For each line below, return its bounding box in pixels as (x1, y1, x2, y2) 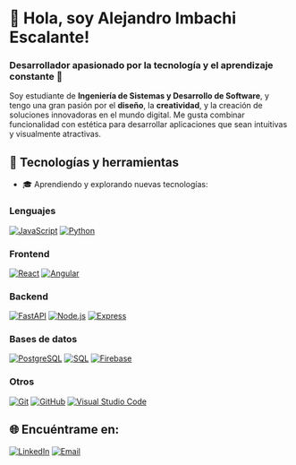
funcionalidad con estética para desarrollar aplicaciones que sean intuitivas (9, 119, 288, 130)
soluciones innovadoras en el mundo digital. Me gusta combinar (9, 109, 245, 120)
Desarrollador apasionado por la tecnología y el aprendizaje (9, 59, 274, 72)
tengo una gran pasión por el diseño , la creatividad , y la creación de (9, 100, 263, 111)
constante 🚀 (9, 71, 63, 83)
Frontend (9, 247, 50, 260)
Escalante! (9, 27, 90, 47)
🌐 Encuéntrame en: (9, 422, 120, 437)
